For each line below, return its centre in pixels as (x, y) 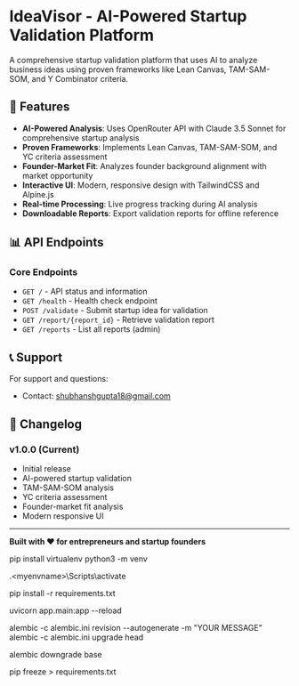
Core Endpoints (44, 272)
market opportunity (57, 175)
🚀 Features (40, 107)
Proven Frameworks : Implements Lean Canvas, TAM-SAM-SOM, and (149, 147)
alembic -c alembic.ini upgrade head (77, 637)
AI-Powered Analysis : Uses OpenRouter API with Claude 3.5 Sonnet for (154, 128)
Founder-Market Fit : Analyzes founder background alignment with (144, 165)
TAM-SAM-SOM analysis (68, 488)
